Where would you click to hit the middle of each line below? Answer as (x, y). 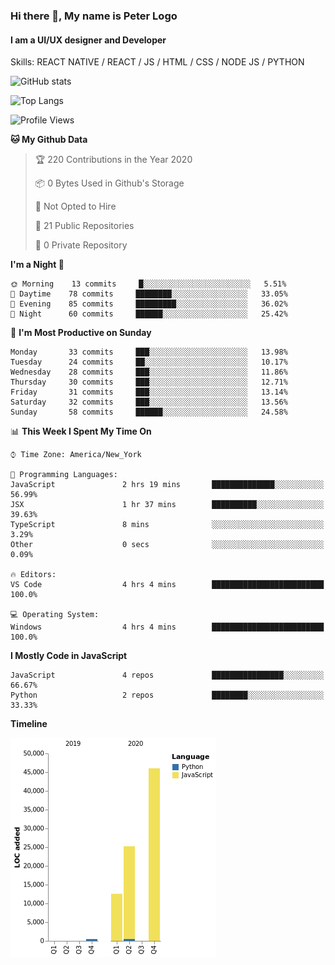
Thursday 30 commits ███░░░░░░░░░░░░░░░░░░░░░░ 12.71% (149, 382)
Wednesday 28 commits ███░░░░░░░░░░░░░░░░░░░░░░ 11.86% (149, 372)
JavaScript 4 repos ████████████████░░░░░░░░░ (167, 675)
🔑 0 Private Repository (81, 245)
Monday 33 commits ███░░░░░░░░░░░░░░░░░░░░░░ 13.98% (149, 352)
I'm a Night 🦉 (37, 265)
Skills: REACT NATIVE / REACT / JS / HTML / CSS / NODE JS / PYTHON (157, 62)
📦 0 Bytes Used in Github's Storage (109, 183)
